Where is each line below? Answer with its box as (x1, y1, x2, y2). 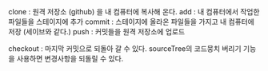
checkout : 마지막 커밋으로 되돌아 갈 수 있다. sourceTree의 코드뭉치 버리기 (8, 44, 242, 53)
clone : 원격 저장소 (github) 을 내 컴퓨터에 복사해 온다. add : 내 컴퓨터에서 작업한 (8, 7, 260, 16)
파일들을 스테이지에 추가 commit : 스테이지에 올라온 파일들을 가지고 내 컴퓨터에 (8, 17, 254, 26)
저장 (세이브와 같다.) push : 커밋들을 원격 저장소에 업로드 (8, 27, 186, 36)
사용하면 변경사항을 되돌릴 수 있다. (16, 54, 124, 63)
